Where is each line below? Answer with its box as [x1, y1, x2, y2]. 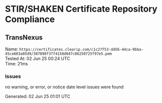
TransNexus [5, 33, 43, 41]
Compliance [5, 14, 55, 25]
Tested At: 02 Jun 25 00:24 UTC [5, 56, 71, 62]
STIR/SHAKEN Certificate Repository [5, 3, 158, 15]
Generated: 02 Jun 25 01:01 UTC [5, 94, 71, 100]
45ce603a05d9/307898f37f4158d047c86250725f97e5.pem [5, 51, 112, 56]
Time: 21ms [5, 61, 28, 66]
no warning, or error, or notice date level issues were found [5, 84, 124, 90]
